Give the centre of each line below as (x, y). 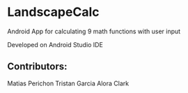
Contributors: (37, 67)
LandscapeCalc (53, 12)
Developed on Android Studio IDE (55, 44)
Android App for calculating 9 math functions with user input (94, 31)
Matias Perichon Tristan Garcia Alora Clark (68, 83)
